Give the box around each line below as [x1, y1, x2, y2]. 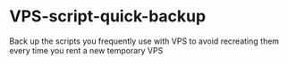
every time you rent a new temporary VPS [9, 45, 164, 55]
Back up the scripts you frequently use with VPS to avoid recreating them [9, 36, 280, 46]
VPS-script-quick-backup [9, 6, 207, 27]
